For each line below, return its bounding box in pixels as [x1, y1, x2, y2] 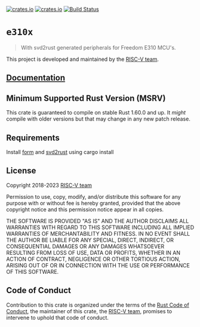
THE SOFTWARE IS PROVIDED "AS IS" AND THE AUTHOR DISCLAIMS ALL [6, 217, 189, 224]
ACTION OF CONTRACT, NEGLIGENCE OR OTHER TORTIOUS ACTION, [6, 255, 181, 263]
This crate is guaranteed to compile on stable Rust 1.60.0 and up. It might [6, 109, 186, 116]
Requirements [6, 132, 60, 143]
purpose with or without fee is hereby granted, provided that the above [6, 199, 181, 206]
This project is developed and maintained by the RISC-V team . [6, 55, 159, 63]
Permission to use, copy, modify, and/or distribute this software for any [6, 193, 181, 200]
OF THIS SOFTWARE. [6, 268, 59, 275]
